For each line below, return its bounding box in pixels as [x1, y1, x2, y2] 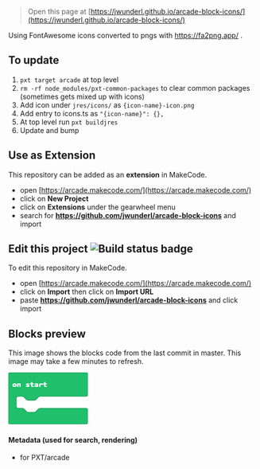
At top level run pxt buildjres [19, 117, 118, 127]
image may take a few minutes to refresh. [8, 357, 144, 366]
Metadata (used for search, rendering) [8, 435, 138, 444]
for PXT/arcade [19, 453, 70, 463]
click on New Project [19, 193, 89, 203]
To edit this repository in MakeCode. [8, 263, 127, 273]
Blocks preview [8, 326, 86, 341]
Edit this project [8, 242, 88, 256]
